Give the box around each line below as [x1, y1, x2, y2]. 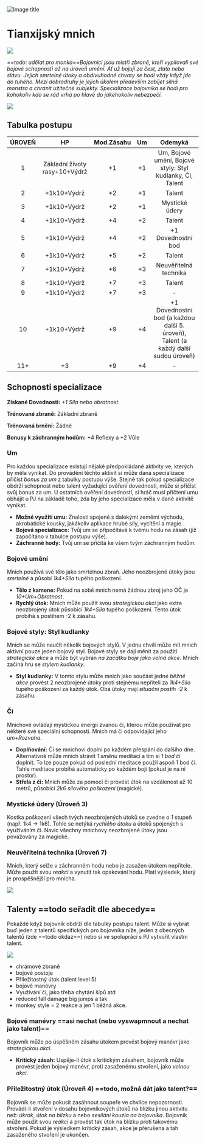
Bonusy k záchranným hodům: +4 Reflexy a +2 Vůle [7, 433, 140, 441]
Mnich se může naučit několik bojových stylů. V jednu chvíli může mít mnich [7, 641, 197, 648]
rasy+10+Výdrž [42, 167, 88, 176]
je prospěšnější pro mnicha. [7, 875, 77, 882]
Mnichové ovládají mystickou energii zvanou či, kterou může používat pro [7, 721, 191, 728]
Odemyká [159, 138, 189, 146]
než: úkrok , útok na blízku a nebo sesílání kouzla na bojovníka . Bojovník [7, 1111, 187, 1118]
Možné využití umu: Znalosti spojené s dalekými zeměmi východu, [15, 513, 184, 521]
